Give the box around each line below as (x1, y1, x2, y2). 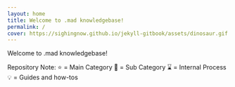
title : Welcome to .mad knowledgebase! (7, 17, 125, 24)
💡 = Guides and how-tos (7, 73, 79, 81)
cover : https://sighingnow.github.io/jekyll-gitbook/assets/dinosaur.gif (7, 29, 229, 37)
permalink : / (7, 23, 46, 30)
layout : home (7, 10, 46, 18)
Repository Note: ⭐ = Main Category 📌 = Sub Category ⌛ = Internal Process (7, 63, 227, 72)
